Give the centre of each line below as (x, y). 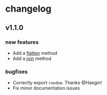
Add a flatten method (35, 53)
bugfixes (17, 72)
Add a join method (32, 58)
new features (22, 42)
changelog (29, 9)
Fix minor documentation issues (46, 88)
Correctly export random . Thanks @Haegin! (57, 83)
